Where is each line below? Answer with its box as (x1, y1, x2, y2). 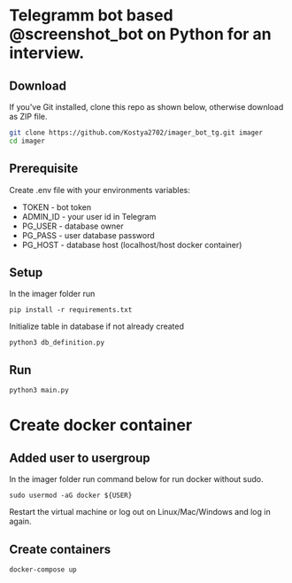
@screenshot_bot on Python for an (9, 24, 272, 44)
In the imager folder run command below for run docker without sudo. (9, 474, 264, 485)
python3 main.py (9, 386, 69, 395)
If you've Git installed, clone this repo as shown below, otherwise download (9, 102, 284, 112)
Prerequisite (9, 161, 79, 176)
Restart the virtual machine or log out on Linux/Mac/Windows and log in (9, 507, 272, 517)
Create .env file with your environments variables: (9, 184, 190, 195)
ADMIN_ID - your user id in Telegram (21, 211, 157, 222)
